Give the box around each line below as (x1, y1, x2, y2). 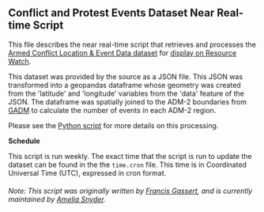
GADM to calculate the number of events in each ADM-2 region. (8, 105, 217, 115)
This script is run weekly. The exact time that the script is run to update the (8, 151, 252, 161)
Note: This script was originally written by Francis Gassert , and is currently (8, 186, 253, 196)
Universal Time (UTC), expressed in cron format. (8, 168, 167, 177)
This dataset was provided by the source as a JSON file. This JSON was (8, 71, 243, 81)
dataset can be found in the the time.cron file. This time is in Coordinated (8, 160, 247, 169)
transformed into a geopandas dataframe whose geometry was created (8, 80, 241, 89)
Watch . (8, 56, 32, 66)
